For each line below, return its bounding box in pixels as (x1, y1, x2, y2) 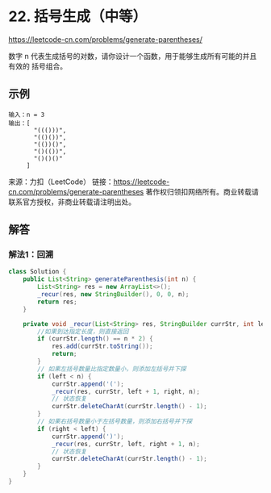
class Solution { (8, 268, 67, 276)
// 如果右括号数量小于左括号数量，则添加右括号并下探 (37, 417, 193, 426)
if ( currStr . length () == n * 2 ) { (37, 335, 153, 343)
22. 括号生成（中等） (8, 7, 148, 26)
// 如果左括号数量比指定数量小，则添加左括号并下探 (37, 365, 187, 373)
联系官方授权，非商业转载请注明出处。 (8, 197, 135, 207)
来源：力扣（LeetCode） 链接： (8, 177, 115, 186)
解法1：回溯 (8, 249, 54, 261)
